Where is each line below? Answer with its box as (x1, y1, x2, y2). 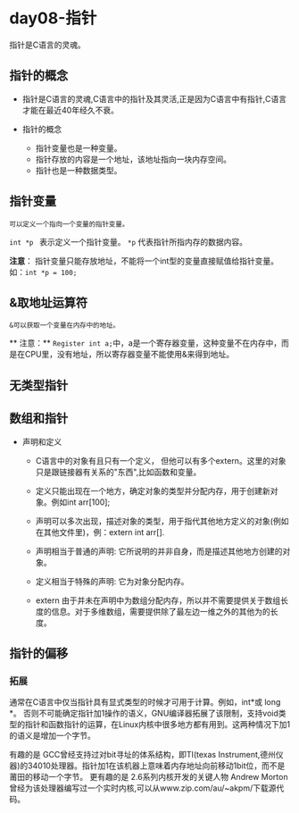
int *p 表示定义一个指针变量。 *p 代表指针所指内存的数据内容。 (9, 236, 248, 247)
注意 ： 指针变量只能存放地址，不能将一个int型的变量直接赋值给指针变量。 (9, 256, 279, 266)
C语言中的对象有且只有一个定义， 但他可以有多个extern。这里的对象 (35, 455, 287, 465)
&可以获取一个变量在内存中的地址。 (9, 321, 120, 331)
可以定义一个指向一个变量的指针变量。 (9, 220, 129, 229)
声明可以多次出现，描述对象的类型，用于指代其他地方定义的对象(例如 (35, 515, 289, 526)
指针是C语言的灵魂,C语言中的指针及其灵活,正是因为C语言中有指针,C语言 (21, 93, 287, 104)
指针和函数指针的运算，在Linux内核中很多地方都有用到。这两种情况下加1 (24, 719, 291, 730)
